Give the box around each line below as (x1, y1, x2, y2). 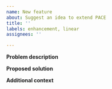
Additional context (6, 77, 54, 84)
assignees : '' (6, 31, 42, 38)
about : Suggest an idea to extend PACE (6, 15, 107, 21)
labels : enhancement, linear (6, 25, 79, 32)
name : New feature (6, 8, 52, 15)
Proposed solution (6, 65, 53, 73)
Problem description (6, 53, 58, 61)
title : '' (6, 20, 31, 26)
